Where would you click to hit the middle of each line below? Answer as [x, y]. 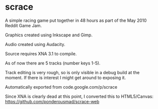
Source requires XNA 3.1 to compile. [41, 54]
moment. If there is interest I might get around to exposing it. [65, 78]
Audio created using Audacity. [35, 44]
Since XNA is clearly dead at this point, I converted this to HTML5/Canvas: [79, 96]
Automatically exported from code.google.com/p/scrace [61, 87]
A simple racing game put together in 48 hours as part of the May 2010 [76, 20]
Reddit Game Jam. [24, 25]
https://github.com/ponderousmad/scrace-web [52, 101]
